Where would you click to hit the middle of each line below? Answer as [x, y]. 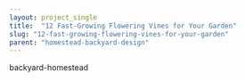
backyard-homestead [49, 68]
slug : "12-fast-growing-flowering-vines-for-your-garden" [119, 34]
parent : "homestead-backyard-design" [79, 42]
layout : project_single [53, 17]
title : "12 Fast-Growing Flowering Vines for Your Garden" [123, 26]
